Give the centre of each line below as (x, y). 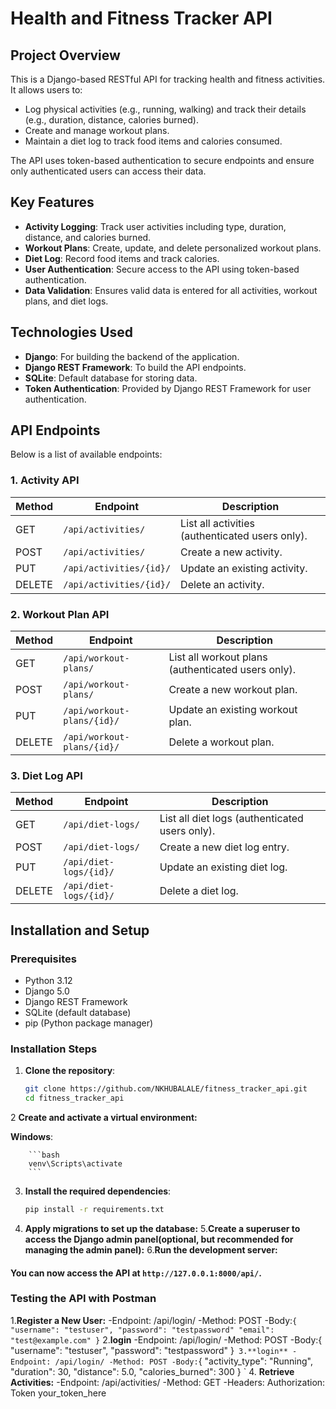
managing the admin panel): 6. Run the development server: (151, 1249)
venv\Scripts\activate (75, 1164)
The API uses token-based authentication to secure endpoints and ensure (162, 160)
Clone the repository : (70, 1071)
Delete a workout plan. (221, 742)
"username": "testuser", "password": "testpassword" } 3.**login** (149, 1350)
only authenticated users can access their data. (108, 171)
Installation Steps (54, 1049)
